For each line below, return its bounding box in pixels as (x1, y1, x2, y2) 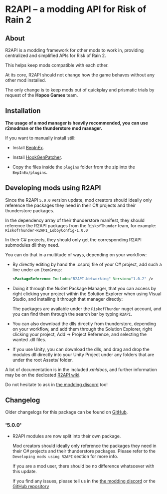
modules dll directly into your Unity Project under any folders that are (12, 351, 155, 358)
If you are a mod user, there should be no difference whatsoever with (12, 463, 155, 469)
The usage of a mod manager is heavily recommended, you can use (5, 120, 149, 126)
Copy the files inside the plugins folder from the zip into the (12, 164, 136, 170)
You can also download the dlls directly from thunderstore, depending (12, 321, 156, 327)
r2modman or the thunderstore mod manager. (5, 125, 103, 131)
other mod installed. (5, 77, 46, 83)
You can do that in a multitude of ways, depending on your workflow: (5, 251, 147, 258)
